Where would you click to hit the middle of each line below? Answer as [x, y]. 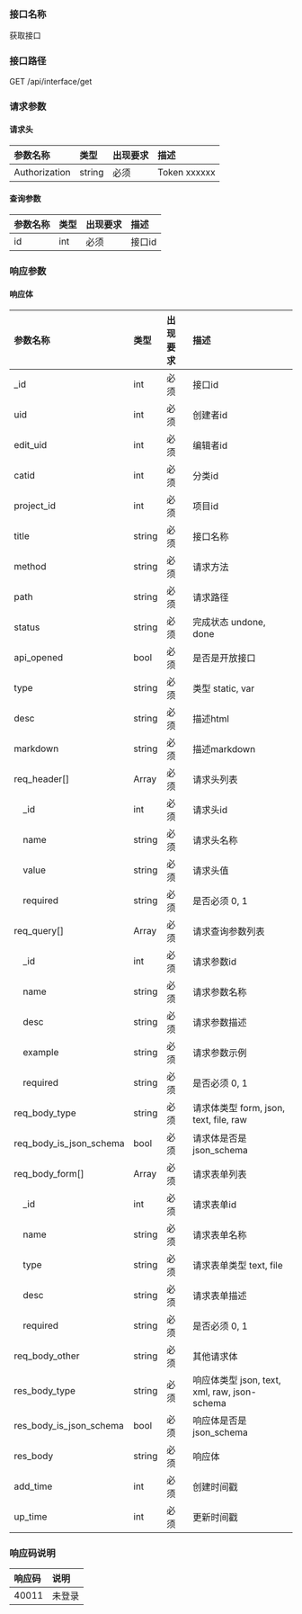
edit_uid [31, 445]
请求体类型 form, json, [239, 1108]
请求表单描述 [220, 1296]
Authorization [42, 172]
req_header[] [42, 779]
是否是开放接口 [224, 659]
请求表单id [214, 1205]
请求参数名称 [220, 992]
